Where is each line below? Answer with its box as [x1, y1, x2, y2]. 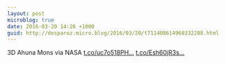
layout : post [7, 10, 45, 17]
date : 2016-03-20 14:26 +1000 [7, 23, 95, 30]
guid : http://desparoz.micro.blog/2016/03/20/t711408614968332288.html [7, 29, 219, 37]
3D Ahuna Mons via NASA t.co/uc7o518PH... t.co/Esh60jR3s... [7, 48, 185, 57]
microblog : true [7, 17, 54, 24]
